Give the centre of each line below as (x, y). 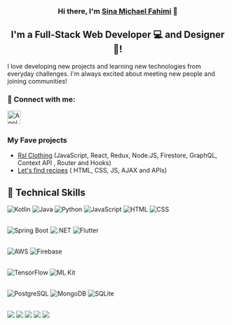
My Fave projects (37, 140)
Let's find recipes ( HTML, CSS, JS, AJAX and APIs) (92, 171)
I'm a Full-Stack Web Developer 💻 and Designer (118, 35)
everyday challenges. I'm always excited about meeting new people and (111, 74)
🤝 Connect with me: (41, 99)
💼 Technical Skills (47, 192)
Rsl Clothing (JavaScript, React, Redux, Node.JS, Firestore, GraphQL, (117, 155)
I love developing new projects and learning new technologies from (104, 66)
